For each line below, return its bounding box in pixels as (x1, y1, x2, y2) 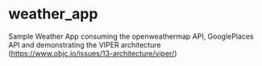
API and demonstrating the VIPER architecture (8, 39, 161, 49)
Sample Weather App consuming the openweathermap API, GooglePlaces (8, 31, 254, 41)
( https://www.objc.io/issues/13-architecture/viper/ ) (8, 48, 177, 58)
